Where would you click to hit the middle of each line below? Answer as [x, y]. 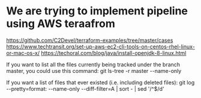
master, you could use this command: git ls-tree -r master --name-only [94, 71]
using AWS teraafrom [61, 24]
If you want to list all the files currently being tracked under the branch [93, 65]
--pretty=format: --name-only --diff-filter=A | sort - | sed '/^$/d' [85, 88]
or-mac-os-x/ [23, 53]
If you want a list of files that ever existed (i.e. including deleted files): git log [100, 82]
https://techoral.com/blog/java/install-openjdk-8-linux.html [114, 53]
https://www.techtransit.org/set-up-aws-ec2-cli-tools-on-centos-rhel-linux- [100, 47]
